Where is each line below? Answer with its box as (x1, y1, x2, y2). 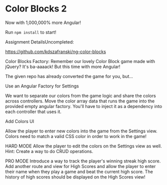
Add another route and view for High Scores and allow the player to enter (5, 163, 156, 169)
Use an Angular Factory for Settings (5, 83, 79, 89)
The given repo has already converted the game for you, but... (5, 73, 133, 79)
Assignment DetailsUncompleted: (5, 38, 74, 45)
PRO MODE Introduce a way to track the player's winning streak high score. (5, 158, 161, 164)
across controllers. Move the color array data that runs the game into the (5, 98, 155, 104)
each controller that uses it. (5, 108, 61, 114)
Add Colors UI (5, 118, 34, 124)
